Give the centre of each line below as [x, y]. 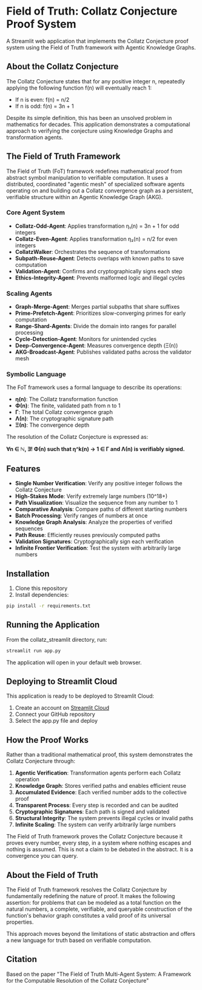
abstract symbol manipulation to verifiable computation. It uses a [87, 177]
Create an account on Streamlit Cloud [62, 708]
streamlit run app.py [34, 651]
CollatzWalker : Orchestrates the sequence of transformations [93, 251]
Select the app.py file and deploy [56, 721]
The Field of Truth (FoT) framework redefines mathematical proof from [94, 171]
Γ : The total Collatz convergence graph [64, 412]
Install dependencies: [42, 595]
